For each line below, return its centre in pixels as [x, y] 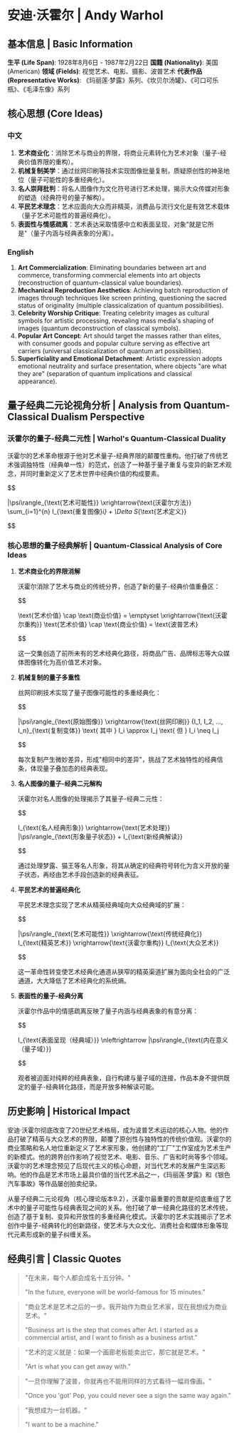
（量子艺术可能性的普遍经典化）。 [66, 215]
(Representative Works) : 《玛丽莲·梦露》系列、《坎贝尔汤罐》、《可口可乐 [113, 80]
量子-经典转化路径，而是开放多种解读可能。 [94, 1087]
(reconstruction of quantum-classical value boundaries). [100, 283]
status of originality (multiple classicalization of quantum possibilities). [121, 305]
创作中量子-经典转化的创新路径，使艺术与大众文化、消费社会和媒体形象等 [115, 1225]
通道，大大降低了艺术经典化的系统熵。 [74, 980]
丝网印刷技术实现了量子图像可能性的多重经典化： [89, 692]
